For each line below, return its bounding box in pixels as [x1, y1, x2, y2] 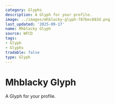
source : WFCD [5, 31, 33, 36]
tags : [5, 36, 17, 41]
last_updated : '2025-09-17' [5, 21, 65, 27]
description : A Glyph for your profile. [5, 12, 93, 17]
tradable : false [5, 50, 40, 55]
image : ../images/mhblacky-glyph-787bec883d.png [5, 17, 110, 22]
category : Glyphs [5, 7, 42, 13]
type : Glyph [5, 54, 31, 60]
